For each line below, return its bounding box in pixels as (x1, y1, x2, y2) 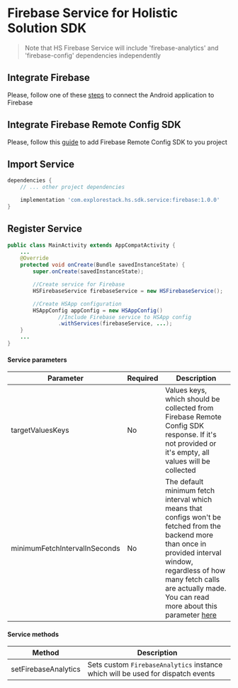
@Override (20, 254, 50, 262)
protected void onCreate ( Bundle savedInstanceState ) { (20, 262, 186, 269)
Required (127, 373, 159, 383)
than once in (165, 539, 207, 549)
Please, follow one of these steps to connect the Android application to (7, 90, 215, 99)
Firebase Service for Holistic (7, 5, 178, 21)
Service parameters (7, 355, 67, 364)
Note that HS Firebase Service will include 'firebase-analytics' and (24, 43, 219, 52)
